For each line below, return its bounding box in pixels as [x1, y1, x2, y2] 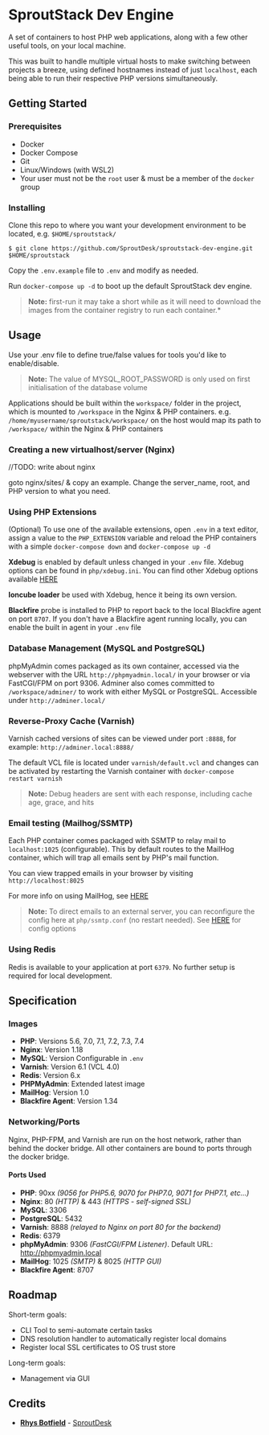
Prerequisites [8, 121, 62, 132]
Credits [8, 1396, 47, 1410]
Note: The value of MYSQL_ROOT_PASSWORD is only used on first [27, 374, 251, 384]
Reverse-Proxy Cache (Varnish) [8, 715, 135, 726]
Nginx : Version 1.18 [19, 1045, 84, 1055]
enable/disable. [8, 358, 59, 368]
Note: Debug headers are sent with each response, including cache [27, 788, 253, 798]
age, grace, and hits [27, 797, 95, 807]
